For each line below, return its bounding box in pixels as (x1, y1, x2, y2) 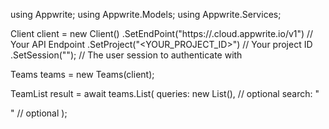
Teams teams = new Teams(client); (10, 69, 155, 80)
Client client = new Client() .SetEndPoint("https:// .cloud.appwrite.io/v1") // (10, 28, 314, 39)
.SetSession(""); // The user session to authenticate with (10, 49, 243, 61)
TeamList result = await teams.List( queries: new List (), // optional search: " (10, 88, 320, 99)
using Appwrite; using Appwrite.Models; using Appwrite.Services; (10, 9, 282, 20)
